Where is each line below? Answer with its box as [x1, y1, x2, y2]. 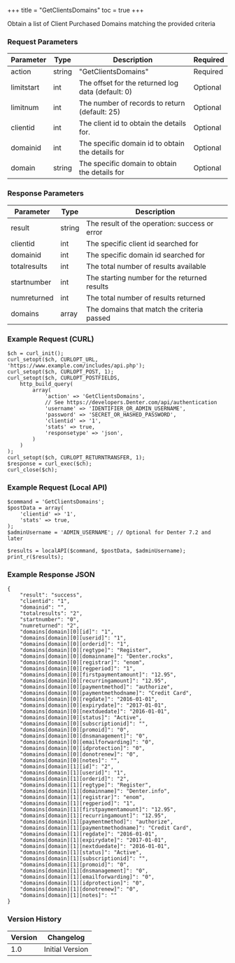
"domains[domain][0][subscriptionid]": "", [20, 721, 149, 728]
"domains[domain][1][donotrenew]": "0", [20, 886, 139, 893]
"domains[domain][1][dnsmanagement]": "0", [20, 868, 149, 875]
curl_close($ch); [7, 466, 58, 473]
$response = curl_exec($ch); [7, 460, 92, 467]
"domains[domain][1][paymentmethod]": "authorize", [20, 819, 173, 826]
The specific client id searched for [86, 238, 199, 248]
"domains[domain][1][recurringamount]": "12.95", [20, 812, 168, 819]
